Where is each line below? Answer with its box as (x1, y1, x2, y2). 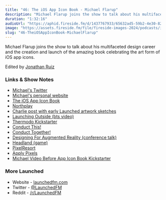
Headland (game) (12, 140, 48, 146)
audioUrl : (5, 21, 26, 26)
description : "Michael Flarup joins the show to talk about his (5, 12, 140, 17)
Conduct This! (12, 124, 41, 130)
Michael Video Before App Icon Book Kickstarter (12, 156, 111, 161)
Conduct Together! (12, 129, 51, 135)
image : (5, 26, 19, 31)
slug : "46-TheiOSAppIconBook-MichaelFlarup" (5, 30, 98, 35)
